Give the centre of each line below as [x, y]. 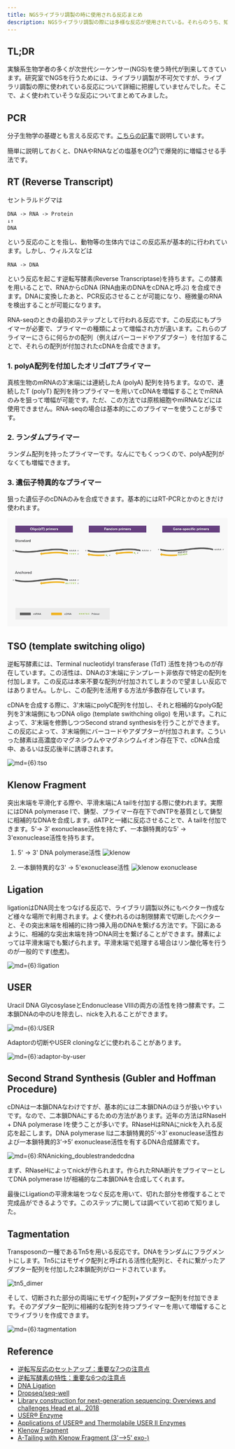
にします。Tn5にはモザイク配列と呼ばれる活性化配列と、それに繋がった [116, 1261]
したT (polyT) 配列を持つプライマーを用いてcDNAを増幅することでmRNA [118, 391]
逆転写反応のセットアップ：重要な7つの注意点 [84, 1369]
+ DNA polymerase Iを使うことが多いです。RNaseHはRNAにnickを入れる [112, 1125]
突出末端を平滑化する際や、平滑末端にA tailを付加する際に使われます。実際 [115, 803]
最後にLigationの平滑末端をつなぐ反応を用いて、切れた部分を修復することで [116, 1194]
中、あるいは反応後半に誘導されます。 [62, 749]
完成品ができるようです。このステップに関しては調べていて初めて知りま [111, 1203]
